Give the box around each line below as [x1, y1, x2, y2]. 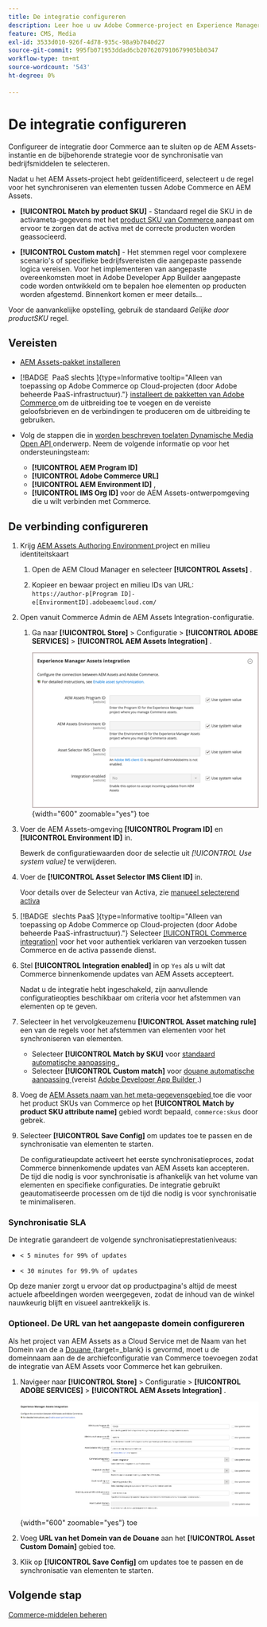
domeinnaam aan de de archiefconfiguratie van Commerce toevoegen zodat [8, 1353, 258, 1363]
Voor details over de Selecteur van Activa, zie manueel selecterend [19, 888, 240, 897]
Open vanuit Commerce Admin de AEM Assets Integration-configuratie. [19, 613, 254, 622]
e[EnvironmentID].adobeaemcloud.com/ [31, 599, 157, 607]
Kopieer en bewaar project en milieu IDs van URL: [31, 580, 195, 590]
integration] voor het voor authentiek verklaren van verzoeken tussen [19, 937, 247, 946]
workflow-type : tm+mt [8, 55, 80, 63]
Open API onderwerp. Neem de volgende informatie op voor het [19, 439, 230, 449]
